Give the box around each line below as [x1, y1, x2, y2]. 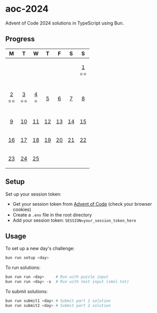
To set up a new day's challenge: [5, 246, 75, 252]
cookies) [12, 206, 32, 212]
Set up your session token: [5, 191, 61, 197]
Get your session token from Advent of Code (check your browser [12, 201, 152, 207]
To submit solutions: [5, 288, 48, 294]
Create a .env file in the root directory [12, 211, 92, 218]
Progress [5, 35, 35, 43]
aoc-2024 [5, 3, 49, 15]
